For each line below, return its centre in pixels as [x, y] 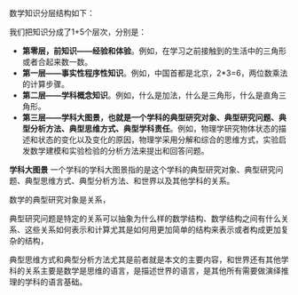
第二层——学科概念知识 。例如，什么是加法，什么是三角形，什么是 [142, 95]
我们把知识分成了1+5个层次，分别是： [78, 32]
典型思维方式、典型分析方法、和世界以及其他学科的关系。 [129, 181]
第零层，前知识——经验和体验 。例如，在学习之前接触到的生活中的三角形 [154, 51]
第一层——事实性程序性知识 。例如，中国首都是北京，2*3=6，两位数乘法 [155, 73]
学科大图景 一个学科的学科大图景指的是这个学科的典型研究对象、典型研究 [142, 170]
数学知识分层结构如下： [52, 13]
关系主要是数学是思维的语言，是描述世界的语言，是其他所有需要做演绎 [153, 271]
